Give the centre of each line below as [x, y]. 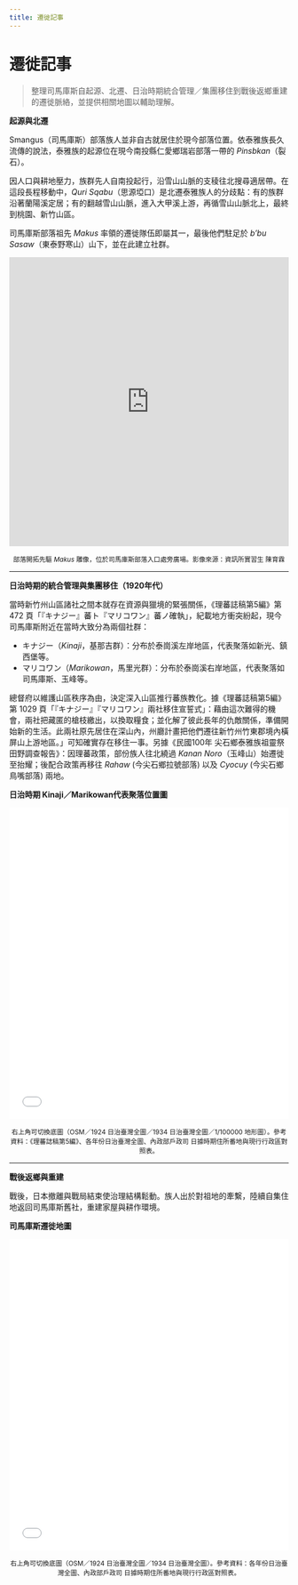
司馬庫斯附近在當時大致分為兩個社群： [79, 626]
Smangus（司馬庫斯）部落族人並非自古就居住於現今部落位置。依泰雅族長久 [147, 140]
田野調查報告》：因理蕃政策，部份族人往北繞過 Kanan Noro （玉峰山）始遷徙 [147, 753]
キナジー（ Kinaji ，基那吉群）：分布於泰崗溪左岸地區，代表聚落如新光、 [151, 645]
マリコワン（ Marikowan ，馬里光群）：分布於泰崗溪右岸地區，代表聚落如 [153, 667]
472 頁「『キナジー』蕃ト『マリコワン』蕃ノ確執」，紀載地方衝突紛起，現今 [145, 615]
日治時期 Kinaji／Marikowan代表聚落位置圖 [89, 794]
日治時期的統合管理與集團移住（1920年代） [89, 585]
